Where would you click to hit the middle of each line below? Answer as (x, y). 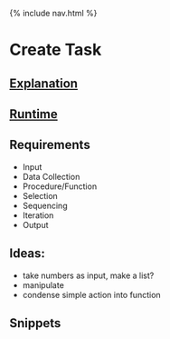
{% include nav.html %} (53, 13)
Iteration (38, 215)
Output (35, 224)
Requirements (50, 145)
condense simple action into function (91, 294)
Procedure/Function (60, 186)
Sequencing (45, 205)
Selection (40, 195)
